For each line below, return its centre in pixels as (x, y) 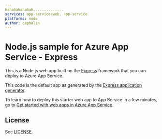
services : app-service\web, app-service (46, 14)
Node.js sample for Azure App (67, 47)
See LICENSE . (19, 132)
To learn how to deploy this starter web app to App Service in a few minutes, (81, 100)
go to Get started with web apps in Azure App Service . (59, 105)
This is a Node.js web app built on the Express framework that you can (75, 71)
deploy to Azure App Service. (34, 76)
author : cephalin (22, 23)
